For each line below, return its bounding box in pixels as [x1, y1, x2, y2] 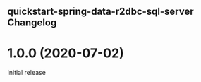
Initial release [7, 69, 46, 77]
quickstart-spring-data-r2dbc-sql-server [7, 6, 194, 18]
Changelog [7, 17, 57, 29]
